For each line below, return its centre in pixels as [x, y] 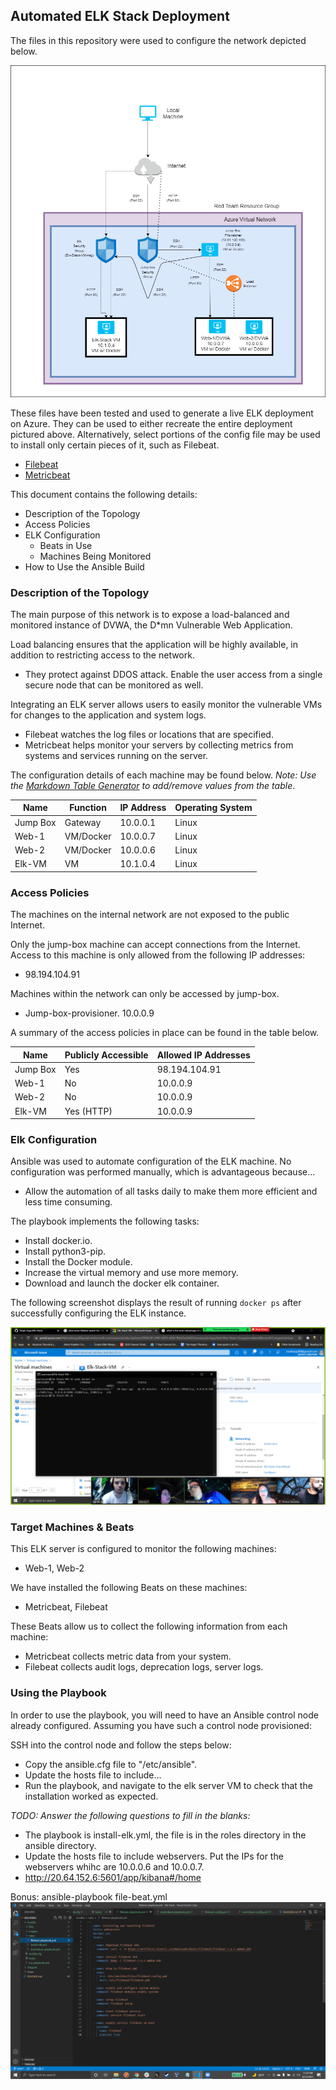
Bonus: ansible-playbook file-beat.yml [89, 1896]
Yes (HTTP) [88, 1111]
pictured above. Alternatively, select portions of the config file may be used [165, 434]
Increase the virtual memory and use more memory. [131, 1273]
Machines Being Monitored [95, 556]
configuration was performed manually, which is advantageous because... [163, 1172]
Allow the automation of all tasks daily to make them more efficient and [171, 1191]
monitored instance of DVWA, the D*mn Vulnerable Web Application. [151, 625]
